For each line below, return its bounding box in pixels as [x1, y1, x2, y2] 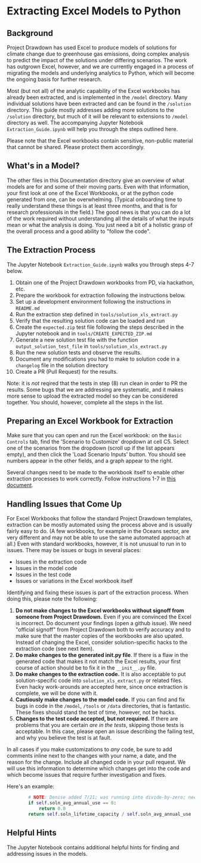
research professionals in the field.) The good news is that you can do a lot [7, 208, 191, 216]
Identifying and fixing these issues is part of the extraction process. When [7, 589, 188, 596]
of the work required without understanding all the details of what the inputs [7, 214, 194, 222]
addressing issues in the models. [7, 850, 88, 857]
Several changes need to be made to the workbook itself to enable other [7, 469, 185, 476]
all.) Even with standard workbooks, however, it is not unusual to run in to [7, 540, 187, 547]
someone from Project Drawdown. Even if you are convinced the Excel [15, 613, 191, 620]
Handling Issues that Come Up [7, 499, 122, 509]
